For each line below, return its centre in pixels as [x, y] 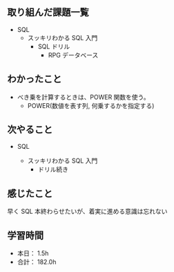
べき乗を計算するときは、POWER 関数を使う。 [83, 97]
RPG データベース [73, 55]
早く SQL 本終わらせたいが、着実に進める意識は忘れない [87, 211]
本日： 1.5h [33, 253]
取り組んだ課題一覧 [48, 12]
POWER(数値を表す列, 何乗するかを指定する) [91, 105]
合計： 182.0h [37, 262]
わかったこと [35, 79]
